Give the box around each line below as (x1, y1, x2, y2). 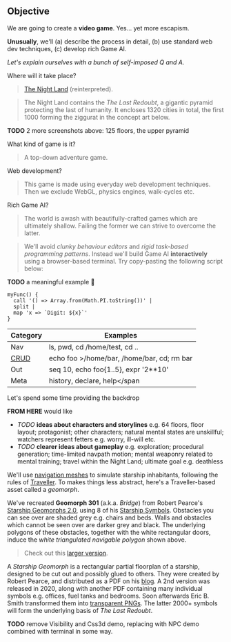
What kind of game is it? (7, 140, 76, 148)
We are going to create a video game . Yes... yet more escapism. (7, 24, 190, 32)
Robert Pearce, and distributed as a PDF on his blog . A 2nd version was (7, 577, 210, 585)
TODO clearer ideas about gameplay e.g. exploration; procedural (17, 442, 204, 450)
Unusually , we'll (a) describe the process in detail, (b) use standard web (7, 37, 213, 46)
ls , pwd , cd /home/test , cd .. (48, 342, 139, 351)
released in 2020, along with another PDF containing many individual (7, 584, 203, 592)
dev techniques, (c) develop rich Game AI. (7, 44, 127, 53)
